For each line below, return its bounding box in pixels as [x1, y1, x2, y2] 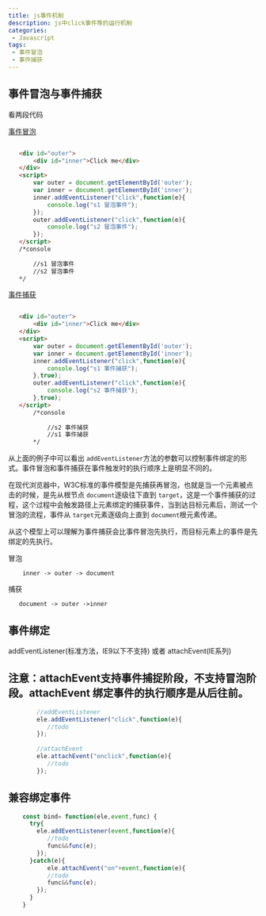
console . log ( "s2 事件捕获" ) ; [47, 386, 139, 395]
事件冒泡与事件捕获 [8, 87, 102, 101]
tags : [8, 41, 26, 49]
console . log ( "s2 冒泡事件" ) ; [47, 223, 139, 231]
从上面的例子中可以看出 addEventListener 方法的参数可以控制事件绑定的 [8, 454, 241, 463]
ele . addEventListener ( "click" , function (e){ [36, 715, 182, 723]
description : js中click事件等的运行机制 [8, 19, 133, 27]
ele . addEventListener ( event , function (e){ [36, 827, 176, 835]
